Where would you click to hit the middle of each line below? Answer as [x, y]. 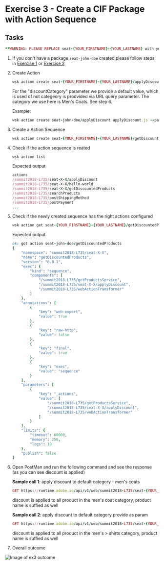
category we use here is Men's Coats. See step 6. [62, 101]
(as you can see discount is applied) [49, 472]
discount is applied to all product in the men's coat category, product [82, 500]
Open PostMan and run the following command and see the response [82, 467]
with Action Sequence [51, 19]
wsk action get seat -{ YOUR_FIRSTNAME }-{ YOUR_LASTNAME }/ [70, 225]
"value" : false [54, 335]
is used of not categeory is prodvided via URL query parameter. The [81, 96]
